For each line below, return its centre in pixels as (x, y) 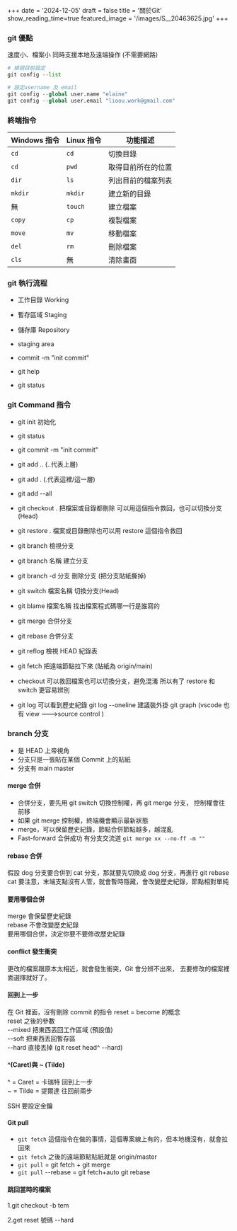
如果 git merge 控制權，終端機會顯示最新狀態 (83, 820)
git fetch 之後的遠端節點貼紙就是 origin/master (87, 1157)
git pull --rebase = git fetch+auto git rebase (84, 1172)
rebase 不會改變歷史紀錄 (43, 925)
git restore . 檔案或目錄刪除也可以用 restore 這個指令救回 (100, 530)
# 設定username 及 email (42, 88)
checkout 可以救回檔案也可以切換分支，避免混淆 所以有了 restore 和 (116, 681)
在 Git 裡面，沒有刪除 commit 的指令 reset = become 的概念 (94, 1012)
